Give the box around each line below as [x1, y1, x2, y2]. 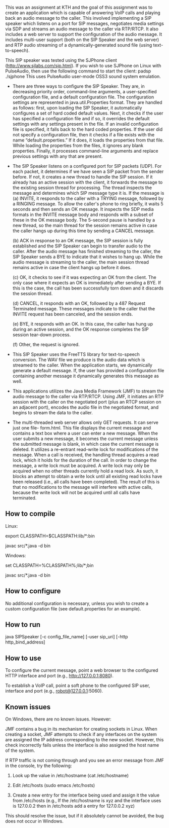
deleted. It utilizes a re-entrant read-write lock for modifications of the [12, 446, 158, 452]
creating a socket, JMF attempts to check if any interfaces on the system [5, 731, 157, 737]
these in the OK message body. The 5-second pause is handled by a [12, 217, 155, 223]
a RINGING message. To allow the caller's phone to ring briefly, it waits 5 [12, 201, 164, 207]
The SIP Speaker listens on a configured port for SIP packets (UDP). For [12, 163, 162, 169]
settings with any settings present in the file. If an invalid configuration [12, 121, 159, 127]
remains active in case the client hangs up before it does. [12, 265, 132, 270]
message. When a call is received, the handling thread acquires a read [12, 452, 159, 458]
